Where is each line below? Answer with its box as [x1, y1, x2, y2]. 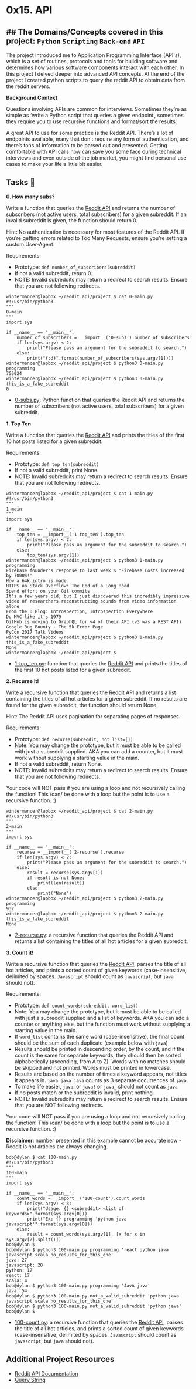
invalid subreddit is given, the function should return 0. [6, 217, 138, 224]
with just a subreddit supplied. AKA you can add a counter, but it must [14, 748, 183, 755]
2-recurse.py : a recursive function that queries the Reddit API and [14, 931, 174, 938]
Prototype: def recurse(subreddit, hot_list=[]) [14, 735, 133, 742]
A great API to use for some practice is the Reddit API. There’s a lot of [6, 130, 174, 136]
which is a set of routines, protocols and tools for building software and [6, 58, 178, 65]
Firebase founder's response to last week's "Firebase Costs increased [6, 567, 184, 573]
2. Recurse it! [6, 677, 39, 684]
